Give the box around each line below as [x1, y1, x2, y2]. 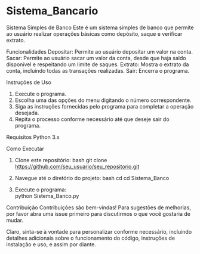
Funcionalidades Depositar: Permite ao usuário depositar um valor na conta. [6, 48, 193, 55]
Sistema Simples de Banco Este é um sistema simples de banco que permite [6, 24, 194, 31]
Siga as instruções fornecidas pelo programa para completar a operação [14, 103, 194, 110]
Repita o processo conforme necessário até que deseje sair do [14, 115, 170, 123]
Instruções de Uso [6, 79, 52, 86]
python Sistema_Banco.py [14, 192, 79, 199]
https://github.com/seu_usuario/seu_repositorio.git [14, 163, 140, 170]
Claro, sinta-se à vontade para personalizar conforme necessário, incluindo [6, 228, 192, 235]
